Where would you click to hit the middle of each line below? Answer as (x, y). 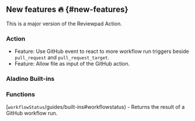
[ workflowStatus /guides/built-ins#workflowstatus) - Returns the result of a (95, 107)
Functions (20, 94)
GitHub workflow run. (32, 113)
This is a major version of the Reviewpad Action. (64, 23)
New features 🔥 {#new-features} (67, 10)
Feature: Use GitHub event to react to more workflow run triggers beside (102, 51)
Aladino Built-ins (30, 79)
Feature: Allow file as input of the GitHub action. (72, 64)
